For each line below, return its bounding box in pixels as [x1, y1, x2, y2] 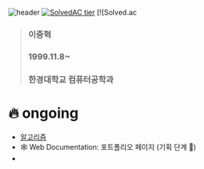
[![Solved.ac [96, 8, 137, 17]
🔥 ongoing [8, 104, 79, 122]
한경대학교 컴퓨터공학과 [27, 74, 114, 85]
